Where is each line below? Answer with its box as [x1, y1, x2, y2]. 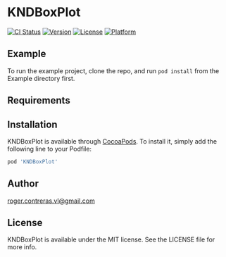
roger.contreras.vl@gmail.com [7, 196, 95, 205]
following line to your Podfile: [7, 144, 92, 153]
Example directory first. [7, 74, 75, 82]
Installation [7, 118, 58, 130]
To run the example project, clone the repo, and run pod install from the [7, 66, 220, 75]
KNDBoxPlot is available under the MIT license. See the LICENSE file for [7, 235, 215, 244]
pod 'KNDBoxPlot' [7, 158, 58, 165]
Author [7, 177, 39, 190]
